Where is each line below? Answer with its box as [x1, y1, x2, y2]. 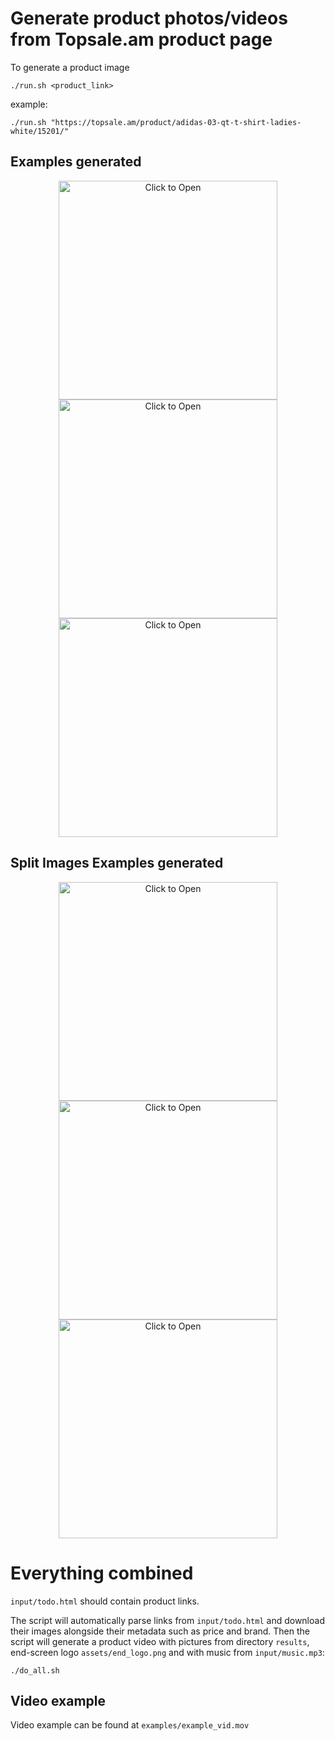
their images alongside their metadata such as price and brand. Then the [10, 1625, 311, 1637]
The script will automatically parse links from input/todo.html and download [10, 1614, 325, 1626]
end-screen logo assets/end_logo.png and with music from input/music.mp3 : [10, 1646, 325, 1658]
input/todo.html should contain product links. [10, 1595, 200, 1607]
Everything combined [10, 1562, 194, 1584]
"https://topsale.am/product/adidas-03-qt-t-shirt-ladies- [50, 117, 302, 127]
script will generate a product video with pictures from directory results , [10, 1635, 310, 1647]
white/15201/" [10, 126, 70, 136]
